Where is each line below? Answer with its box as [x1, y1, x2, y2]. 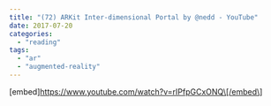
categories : [9, 29, 53, 38]
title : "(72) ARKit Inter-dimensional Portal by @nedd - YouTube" [9, 12, 259, 22]
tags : [9, 46, 29, 55]
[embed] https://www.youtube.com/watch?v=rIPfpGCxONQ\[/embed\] [9, 86, 263, 97]
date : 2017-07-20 [9, 21, 73, 30]
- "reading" [17, 37, 62, 47]
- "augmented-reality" [17, 63, 101, 72]
